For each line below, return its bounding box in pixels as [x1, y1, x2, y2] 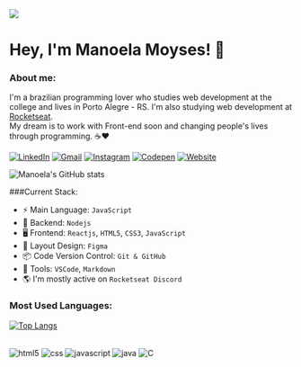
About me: [9, 72, 57, 85]
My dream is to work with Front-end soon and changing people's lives [9, 121, 269, 131]
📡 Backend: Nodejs [22, 218, 92, 228]
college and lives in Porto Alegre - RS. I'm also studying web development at [9, 102, 293, 112]
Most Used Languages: [9, 300, 113, 312]
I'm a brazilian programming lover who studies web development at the [9, 92, 272, 103]
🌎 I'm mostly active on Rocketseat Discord [22, 273, 182, 284]
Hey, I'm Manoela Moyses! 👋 [9, 40, 226, 60]
